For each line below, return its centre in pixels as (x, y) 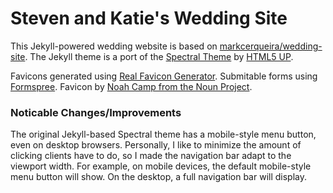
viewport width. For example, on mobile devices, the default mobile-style (161, 166)
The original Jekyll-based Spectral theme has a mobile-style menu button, (163, 134)
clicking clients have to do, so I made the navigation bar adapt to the (151, 156)
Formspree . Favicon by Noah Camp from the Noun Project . (131, 86)
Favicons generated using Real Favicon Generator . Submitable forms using (164, 76)
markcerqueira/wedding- (271, 46)
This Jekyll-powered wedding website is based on (114, 46)
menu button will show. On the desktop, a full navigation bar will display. (159, 177)
